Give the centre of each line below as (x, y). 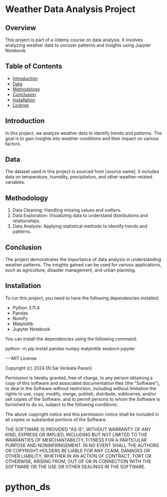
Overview (21, 28)
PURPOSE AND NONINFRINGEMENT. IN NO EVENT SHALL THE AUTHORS (82, 445)
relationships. (26, 221)
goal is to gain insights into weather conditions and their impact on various (82, 138)
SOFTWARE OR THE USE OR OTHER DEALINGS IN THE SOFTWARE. (75, 466)
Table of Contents (34, 66)
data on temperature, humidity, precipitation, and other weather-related (79, 177)
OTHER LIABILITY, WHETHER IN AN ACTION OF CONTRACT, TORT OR (78, 456)
